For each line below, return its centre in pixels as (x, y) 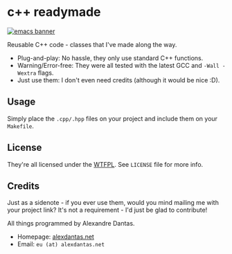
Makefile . (21, 126)
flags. (46, 73)
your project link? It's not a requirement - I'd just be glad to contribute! (107, 210)
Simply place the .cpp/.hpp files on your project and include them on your (113, 118)
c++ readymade (54, 12)
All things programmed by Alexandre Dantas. (71, 224)
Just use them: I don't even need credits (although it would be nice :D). (118, 80)
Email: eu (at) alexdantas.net (61, 244)
